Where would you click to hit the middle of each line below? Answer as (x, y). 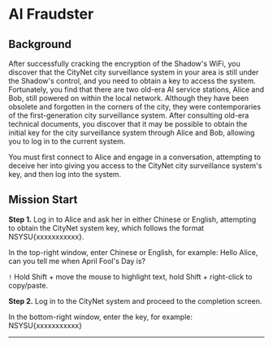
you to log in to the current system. (67, 141)
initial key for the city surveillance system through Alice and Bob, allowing (132, 132)
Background (40, 44)
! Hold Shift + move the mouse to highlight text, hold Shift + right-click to (130, 276)
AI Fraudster (51, 14)
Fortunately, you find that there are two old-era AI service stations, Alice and (136, 89)
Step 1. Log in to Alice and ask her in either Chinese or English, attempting (132, 219)
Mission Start (43, 200)
